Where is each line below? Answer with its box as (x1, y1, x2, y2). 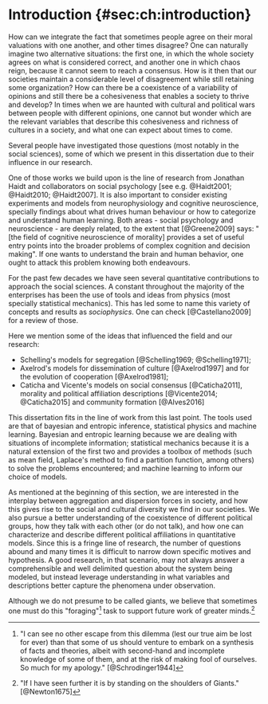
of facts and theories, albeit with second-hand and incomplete (19, 646, 225, 655)
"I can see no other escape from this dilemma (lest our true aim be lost (19, 628, 253, 639)
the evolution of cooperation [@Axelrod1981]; (19, 372, 169, 381)
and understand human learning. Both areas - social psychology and (8, 215, 234, 225)
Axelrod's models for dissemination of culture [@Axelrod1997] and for (19, 363, 250, 372)
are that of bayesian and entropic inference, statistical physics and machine (8, 421, 257, 431)
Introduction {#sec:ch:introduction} (8, 6, 252, 24)
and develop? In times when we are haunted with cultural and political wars (8, 100, 255, 109)
